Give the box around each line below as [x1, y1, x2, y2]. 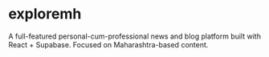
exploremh [8, 5, 82, 23]
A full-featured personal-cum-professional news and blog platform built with [8, 31, 261, 41]
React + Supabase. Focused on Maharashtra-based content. [8, 39, 209, 49]
